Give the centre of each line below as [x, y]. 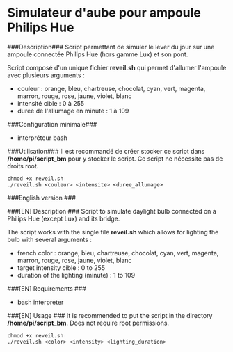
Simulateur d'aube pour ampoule [104, 13]
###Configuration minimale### [52, 124]
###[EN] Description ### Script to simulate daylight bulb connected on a [112, 211]
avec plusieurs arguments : [46, 75]
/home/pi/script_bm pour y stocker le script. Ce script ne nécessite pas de [115, 159]
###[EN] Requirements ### [47, 288]
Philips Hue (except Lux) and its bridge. [64, 218]
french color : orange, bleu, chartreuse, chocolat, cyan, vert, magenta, [118, 253]
